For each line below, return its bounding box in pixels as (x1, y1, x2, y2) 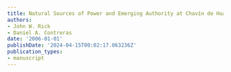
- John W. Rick (7, 23, 51, 29)
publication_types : (7, 49, 63, 56)
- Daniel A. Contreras (7, 29, 72, 36)
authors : (7, 16, 32, 23)
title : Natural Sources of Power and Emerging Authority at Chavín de (7, 10, 214, 17)
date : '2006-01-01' (7, 36, 63, 43)
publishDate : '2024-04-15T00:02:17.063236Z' (7, 42, 137, 49)
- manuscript (7, 55, 45, 62)
